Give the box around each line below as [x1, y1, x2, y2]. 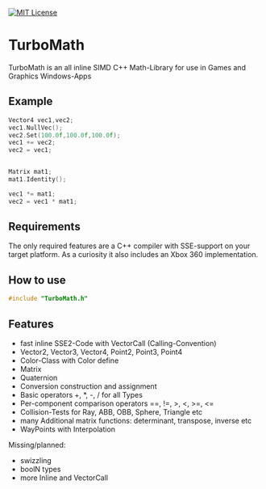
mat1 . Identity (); [8, 175, 67, 183]
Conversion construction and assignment [19, 381, 157, 391]
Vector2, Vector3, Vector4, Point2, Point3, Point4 [19, 347, 183, 356]
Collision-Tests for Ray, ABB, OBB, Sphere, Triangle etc [19, 407, 203, 416]
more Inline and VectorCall [19, 473, 109, 483]
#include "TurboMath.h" [8, 295, 89, 303]
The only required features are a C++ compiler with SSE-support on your [8, 241, 251, 251]
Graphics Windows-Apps [8, 71, 92, 81]
